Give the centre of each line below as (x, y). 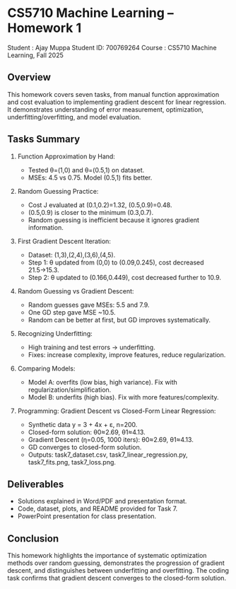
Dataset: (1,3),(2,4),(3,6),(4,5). (72, 255)
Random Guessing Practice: (58, 191)
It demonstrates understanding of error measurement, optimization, (105, 109)
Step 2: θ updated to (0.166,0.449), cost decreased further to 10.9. (124, 277)
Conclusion (33, 538)
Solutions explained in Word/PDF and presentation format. (102, 501)
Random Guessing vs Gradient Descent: (76, 291)
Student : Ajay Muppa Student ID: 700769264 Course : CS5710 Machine (112, 47)
